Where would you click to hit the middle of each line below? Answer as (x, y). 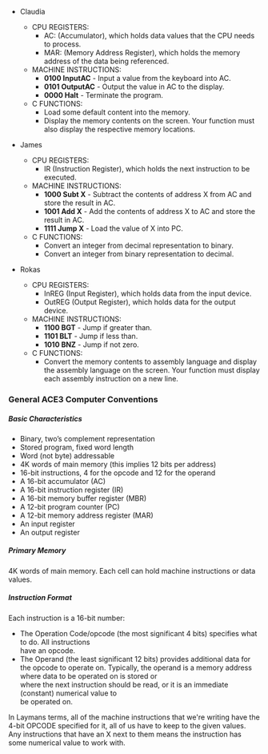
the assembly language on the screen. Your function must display (152, 370)
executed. (60, 177)
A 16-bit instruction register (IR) (72, 490)
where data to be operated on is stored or (88, 675)
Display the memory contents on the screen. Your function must (149, 121)
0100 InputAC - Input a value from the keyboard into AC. (137, 78)
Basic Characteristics (45, 418)
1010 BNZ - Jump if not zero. (92, 345)
